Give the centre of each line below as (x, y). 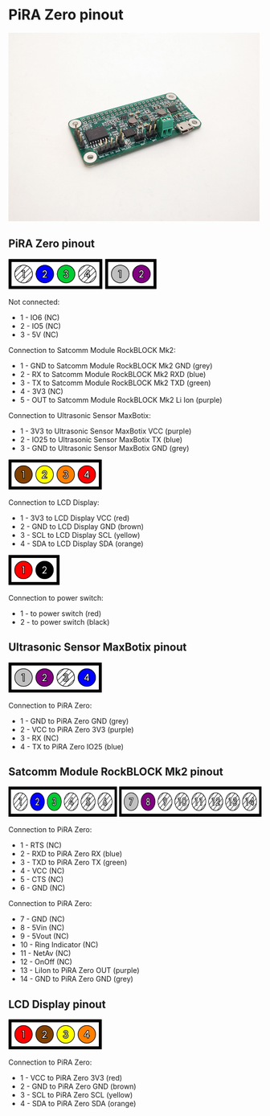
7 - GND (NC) (43, 919)
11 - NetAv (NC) (45, 954)
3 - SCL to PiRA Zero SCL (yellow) (76, 1095)
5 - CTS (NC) (42, 880)
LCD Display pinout (57, 1004)
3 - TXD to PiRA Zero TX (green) (74, 863)
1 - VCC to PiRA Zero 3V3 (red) (71, 1078)
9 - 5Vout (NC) (45, 936)
